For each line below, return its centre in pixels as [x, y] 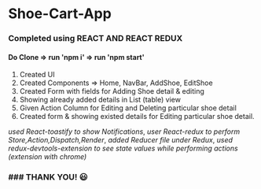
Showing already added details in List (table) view [100, 100]
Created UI [37, 75]
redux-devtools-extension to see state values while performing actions [123, 148]
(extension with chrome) [48, 157]
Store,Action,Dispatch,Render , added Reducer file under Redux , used [121, 140]
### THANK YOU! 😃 [48, 177]
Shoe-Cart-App [60, 14]
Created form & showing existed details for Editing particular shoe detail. [137, 117]
